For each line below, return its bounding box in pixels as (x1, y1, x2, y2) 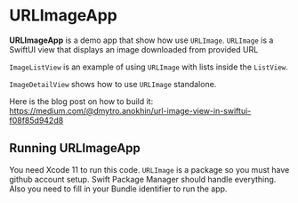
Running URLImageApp (9, 141, 141, 156)
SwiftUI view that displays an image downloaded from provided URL (9, 44, 259, 54)
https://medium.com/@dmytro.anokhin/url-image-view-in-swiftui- (9, 105, 252, 116)
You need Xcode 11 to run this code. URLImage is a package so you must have (9, 164, 290, 175)
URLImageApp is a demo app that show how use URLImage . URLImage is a (9, 35, 274, 45)
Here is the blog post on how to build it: (9, 95, 154, 107)
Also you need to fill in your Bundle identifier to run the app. (9, 183, 228, 194)
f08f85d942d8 (9, 115, 64, 126)
